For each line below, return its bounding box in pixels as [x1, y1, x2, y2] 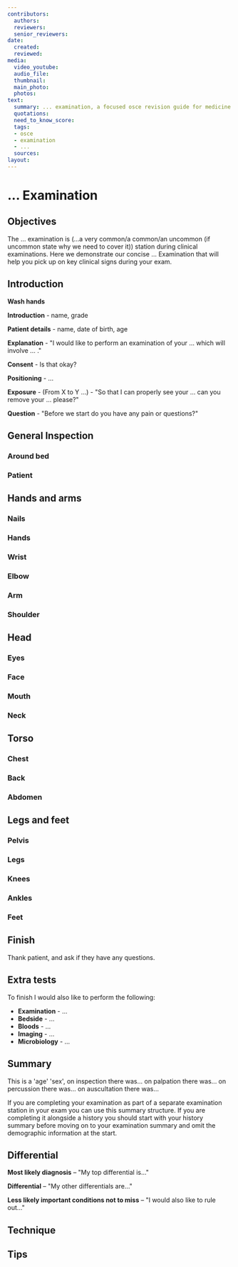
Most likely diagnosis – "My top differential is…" [7, 1168, 150, 1177]
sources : [14, 150, 40, 157]
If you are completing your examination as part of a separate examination [7, 1098, 222, 1107]
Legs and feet [7, 814, 70, 826]
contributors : [7, 10, 50, 18]
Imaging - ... [17, 1029, 55, 1038]
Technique [7, 1224, 56, 1236]
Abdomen [7, 792, 43, 802]
